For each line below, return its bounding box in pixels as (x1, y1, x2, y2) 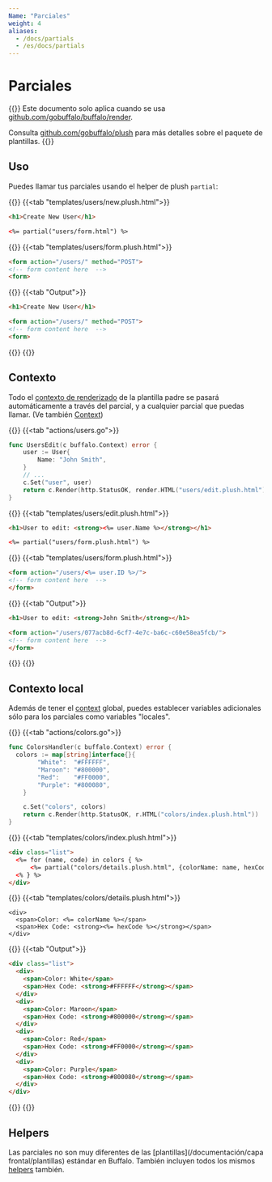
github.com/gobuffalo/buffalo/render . (8, 113, 134, 122)
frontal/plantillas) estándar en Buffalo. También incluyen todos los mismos (8, 1155, 256, 1166)
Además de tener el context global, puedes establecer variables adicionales (8, 704, 261, 713)
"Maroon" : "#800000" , (37, 766, 111, 774)
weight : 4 (8, 19, 42, 28)
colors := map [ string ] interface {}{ (15, 750, 136, 759)
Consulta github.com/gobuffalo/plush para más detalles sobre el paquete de (8, 128, 263, 138)
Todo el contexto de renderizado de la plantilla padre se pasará (8, 392, 219, 402)
